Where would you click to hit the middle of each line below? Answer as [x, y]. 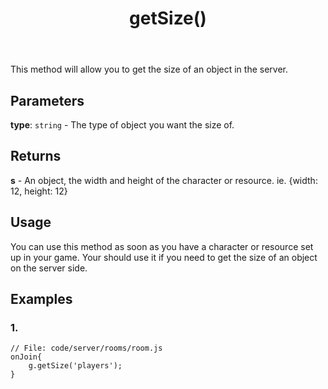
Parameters [47, 100]
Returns [36, 156]
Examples [41, 299]
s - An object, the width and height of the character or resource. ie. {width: [164, 180]
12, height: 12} [39, 191]
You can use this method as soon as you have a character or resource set [162, 246]
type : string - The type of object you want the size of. [122, 125]
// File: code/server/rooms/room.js [86, 348]
